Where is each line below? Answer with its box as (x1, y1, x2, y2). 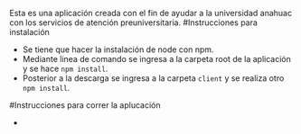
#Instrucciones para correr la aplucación (9, 100, 161, 111)
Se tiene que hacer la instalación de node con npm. (22, 44, 214, 55)
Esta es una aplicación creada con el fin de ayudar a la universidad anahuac (9, 8, 292, 18)
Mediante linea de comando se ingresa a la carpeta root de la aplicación (22, 54, 292, 64)
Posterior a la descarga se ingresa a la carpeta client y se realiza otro (22, 73, 285, 84)
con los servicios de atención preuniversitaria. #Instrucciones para (9, 17, 258, 28)
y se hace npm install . (22, 63, 108, 74)
